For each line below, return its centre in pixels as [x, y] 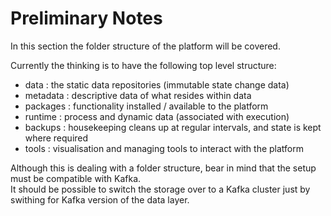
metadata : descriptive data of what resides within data [138, 95]
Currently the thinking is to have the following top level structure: [143, 65]
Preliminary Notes [86, 18]
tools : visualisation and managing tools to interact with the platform [164, 148]
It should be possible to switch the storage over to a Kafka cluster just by [160, 189]
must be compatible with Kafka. [76, 178]
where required [56, 138]
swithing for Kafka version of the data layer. [100, 199]
